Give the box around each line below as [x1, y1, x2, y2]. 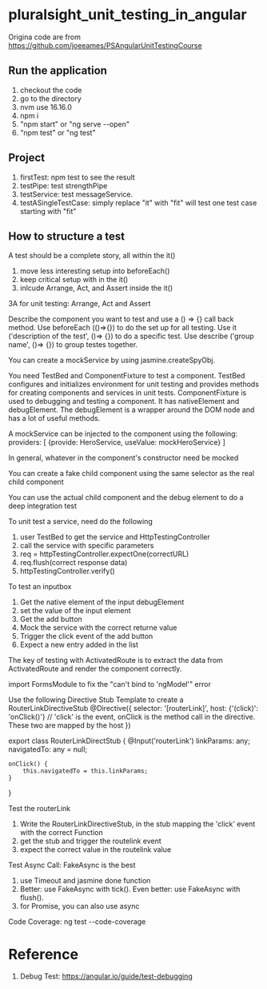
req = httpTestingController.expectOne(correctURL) [19, 549, 189, 559]
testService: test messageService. [19, 189, 133, 199]
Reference [8, 945, 78, 963]
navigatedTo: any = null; [8, 745, 88, 754]
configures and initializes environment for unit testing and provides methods [8, 379, 260, 390]
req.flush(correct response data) [19, 558, 128, 567]
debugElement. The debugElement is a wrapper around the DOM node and [8, 405, 255, 414]
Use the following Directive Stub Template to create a [8, 695, 184, 704]
